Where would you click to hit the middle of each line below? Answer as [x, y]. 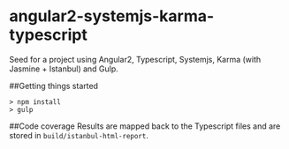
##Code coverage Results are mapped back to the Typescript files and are [145, 126]
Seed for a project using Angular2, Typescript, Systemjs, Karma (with [135, 59]
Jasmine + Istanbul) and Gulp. [64, 69]
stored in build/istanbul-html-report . [79, 135]
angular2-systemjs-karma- [112, 16]
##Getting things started [54, 86]
